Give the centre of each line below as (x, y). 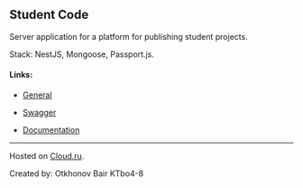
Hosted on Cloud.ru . (47, 156)
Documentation (51, 130)
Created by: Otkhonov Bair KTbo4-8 (77, 174)
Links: (21, 75)
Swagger (39, 113)
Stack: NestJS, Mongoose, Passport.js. (82, 54)
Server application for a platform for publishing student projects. (129, 36)
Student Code (49, 15)
